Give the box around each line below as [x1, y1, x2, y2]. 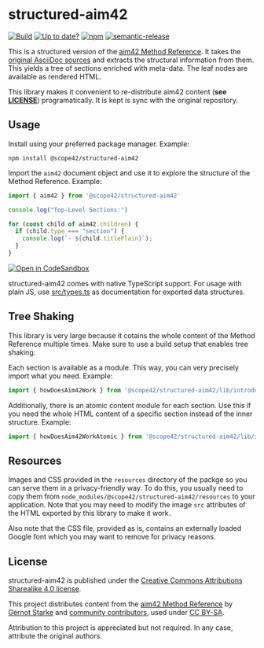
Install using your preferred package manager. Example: [8, 139, 190, 149]
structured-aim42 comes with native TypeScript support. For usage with [8, 278, 242, 288]
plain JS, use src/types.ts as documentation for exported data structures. [8, 287, 245, 296]
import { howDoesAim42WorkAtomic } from [8, 433, 143, 440]
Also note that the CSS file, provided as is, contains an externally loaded [8, 524, 242, 533]
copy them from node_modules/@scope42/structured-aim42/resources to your [8, 492, 255, 501]
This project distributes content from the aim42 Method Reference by [8, 599, 233, 609]
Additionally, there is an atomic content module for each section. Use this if [8, 400, 251, 410]
